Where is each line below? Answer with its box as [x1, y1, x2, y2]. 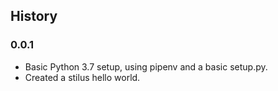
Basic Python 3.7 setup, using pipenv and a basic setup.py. [24, 60, 268, 73]
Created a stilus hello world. [24, 71, 141, 83]
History [10, 8, 58, 25]
